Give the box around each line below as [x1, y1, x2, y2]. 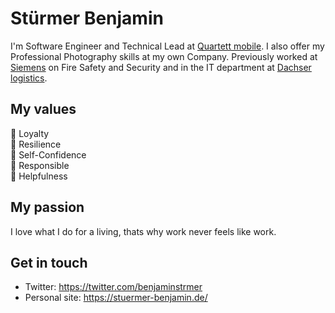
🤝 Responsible [10, 159, 70, 171]
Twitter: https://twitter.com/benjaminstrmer [24, 281, 203, 293]
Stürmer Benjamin [10, 7, 164, 30]
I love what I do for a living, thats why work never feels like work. [10, 225, 277, 237]
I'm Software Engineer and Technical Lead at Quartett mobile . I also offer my [10, 40, 325, 52]
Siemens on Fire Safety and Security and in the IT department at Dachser [10, 61, 312, 73]
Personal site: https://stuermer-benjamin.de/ [24, 292, 208, 304]
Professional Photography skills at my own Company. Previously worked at [10, 50, 318, 62]
